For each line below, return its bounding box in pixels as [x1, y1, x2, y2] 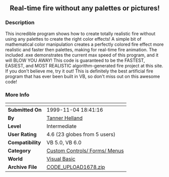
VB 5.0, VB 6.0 [46, 139, 82, 146]
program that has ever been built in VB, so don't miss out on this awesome [5, 73, 160, 79]
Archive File [8, 163, 37, 170]
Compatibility [8, 139, 41, 146]
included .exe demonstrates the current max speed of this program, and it [5, 52, 159, 58]
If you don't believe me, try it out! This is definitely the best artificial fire [5, 68, 153, 74]
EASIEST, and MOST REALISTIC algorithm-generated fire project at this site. [5, 62, 163, 68]
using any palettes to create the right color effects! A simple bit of [5, 36, 142, 42]
